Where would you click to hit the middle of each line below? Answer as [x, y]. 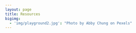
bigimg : [13, 18]
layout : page [18, 9]
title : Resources [23, 14]
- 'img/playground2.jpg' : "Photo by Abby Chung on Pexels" [71, 23]
